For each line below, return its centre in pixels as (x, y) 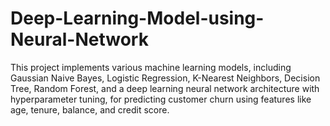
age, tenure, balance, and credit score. (90, 109)
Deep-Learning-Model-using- (137, 18)
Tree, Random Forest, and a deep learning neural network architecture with (165, 88)
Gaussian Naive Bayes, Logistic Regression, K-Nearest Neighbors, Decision (165, 78)
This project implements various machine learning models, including (151, 67)
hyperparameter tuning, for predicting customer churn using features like (161, 99)
